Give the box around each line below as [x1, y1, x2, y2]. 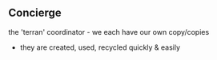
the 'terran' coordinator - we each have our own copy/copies [8, 27, 210, 36]
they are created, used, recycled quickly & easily [19, 43, 181, 52]
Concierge [8, 6, 62, 20]
